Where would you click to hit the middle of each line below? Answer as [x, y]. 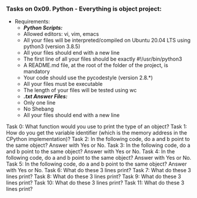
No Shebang [39, 109]
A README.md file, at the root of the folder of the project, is [96, 65]
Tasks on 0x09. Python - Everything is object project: [84, 9]
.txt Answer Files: [45, 96]
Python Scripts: [43, 28]
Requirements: [32, 22]
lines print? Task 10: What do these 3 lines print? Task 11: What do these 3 [95, 183]
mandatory [36, 72]
